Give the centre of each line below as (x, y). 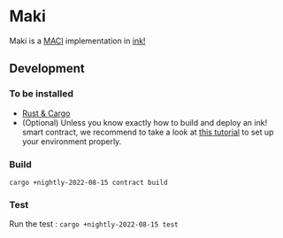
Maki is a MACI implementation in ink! (77, 41)
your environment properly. (72, 141)
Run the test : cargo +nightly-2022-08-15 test (94, 224)
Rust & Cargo (46, 113)
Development (47, 69)
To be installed (41, 94)
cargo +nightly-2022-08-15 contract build (88, 182)
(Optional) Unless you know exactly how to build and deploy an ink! (145, 122)
